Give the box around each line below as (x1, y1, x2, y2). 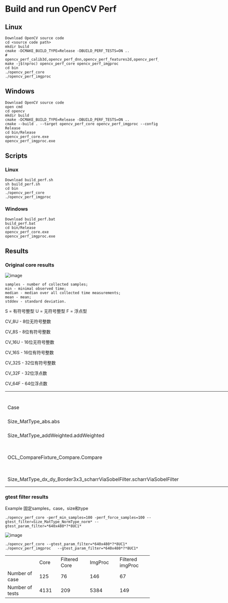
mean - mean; (5, 295, 32, 300)
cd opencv (5, 109, 25, 113)
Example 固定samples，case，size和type (5, 505, 89, 511)
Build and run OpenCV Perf (5, 3, 117, 15)
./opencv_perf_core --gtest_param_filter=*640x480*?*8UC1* (5, 542, 128, 546)
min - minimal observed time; (5, 286, 67, 291)
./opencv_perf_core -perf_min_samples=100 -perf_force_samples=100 (5, 515, 145, 520)
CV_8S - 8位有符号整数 (5, 329, 51, 335)
